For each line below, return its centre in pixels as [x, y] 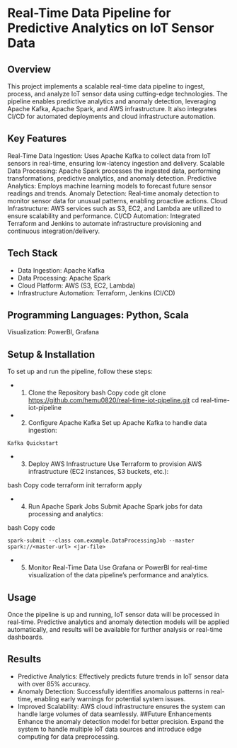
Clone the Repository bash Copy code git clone [97, 393]
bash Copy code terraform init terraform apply [75, 485]
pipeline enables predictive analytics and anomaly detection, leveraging [112, 101]
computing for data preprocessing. [68, 736]
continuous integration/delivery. [54, 231]
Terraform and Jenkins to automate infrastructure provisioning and [104, 223]
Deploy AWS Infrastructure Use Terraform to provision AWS [115, 464]
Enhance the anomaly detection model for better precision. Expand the [121, 721]
